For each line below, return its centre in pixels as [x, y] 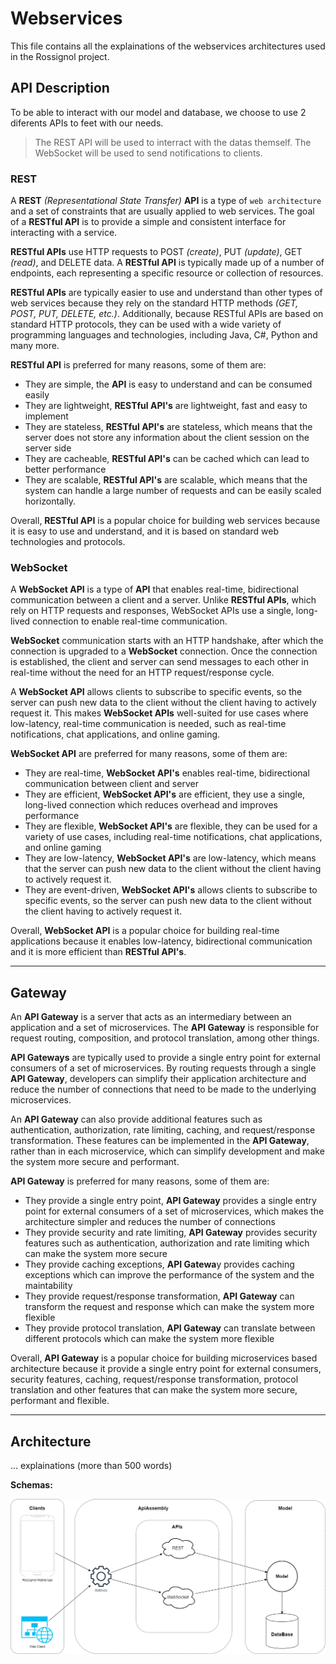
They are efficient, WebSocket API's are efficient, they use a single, [165, 794]
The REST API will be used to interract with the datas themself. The [173, 142]
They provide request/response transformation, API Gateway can [159, 1296]
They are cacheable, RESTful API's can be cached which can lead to [167, 459]
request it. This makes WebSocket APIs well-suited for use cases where [159, 713]
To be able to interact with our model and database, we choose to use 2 [158, 112]
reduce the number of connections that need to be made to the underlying [163, 1089]
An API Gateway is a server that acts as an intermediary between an [151, 1017]
